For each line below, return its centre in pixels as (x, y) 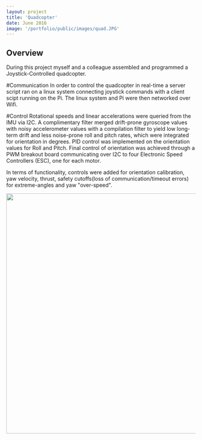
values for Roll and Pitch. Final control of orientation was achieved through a (101, 148)
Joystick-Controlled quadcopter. (46, 74)
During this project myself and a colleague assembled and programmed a (97, 67)
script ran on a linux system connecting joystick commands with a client (95, 92)
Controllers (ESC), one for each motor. (54, 161)
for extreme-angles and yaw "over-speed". (59, 185)
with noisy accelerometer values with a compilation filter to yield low (91, 129)
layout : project (26, 12)
